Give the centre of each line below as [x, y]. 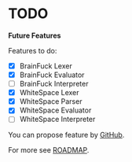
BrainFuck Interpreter [54, 84]
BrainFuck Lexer [46, 66]
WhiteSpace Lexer [49, 93]
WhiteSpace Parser [51, 101]
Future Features [35, 35]
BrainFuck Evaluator [52, 75]
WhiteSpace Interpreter [57, 120]
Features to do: [33, 50]
